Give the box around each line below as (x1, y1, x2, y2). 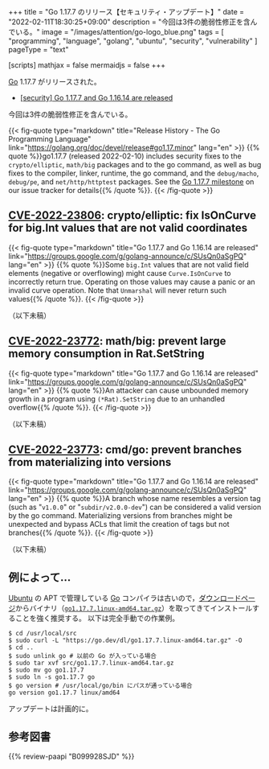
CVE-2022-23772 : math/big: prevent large (8, 335, 226, 348)
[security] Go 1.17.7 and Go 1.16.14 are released (19, 93, 173, 102)
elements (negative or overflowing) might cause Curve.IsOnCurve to (8, 268, 231, 278)
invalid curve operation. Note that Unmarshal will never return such (8, 285, 227, 295)
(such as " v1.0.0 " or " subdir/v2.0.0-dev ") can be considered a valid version (8, 502, 262, 512)
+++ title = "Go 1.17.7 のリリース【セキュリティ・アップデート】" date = (8, 7, 245, 16)
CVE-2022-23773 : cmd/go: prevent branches (8, 443, 243, 457)
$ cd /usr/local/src (8, 630, 78, 638)
